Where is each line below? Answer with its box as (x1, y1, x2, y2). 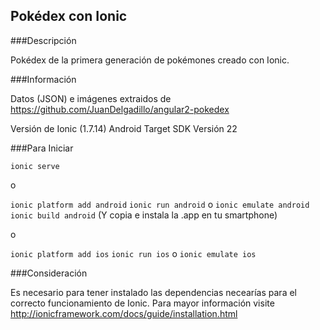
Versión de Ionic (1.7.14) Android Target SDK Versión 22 (10, 122, 238, 134)
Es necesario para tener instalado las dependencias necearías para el (10, 286, 297, 298)
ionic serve (10, 161, 60, 171)
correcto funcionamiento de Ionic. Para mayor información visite (10, 297, 275, 309)
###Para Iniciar (10, 142, 74, 154)
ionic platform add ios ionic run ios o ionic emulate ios (10, 247, 257, 259)
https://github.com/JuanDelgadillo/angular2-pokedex (10, 103, 230, 115)
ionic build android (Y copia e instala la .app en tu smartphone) (10, 209, 278, 221)
